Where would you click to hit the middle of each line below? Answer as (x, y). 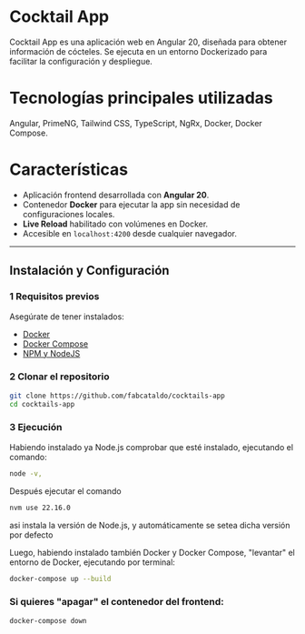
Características (69, 170)
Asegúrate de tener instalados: (67, 317)
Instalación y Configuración (89, 271)
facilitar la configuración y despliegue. (81, 61)
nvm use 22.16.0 (40, 508)
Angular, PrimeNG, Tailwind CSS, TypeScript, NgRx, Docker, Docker (136, 123)
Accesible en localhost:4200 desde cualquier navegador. (130, 233)
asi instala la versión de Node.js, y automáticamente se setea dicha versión (150, 525)
